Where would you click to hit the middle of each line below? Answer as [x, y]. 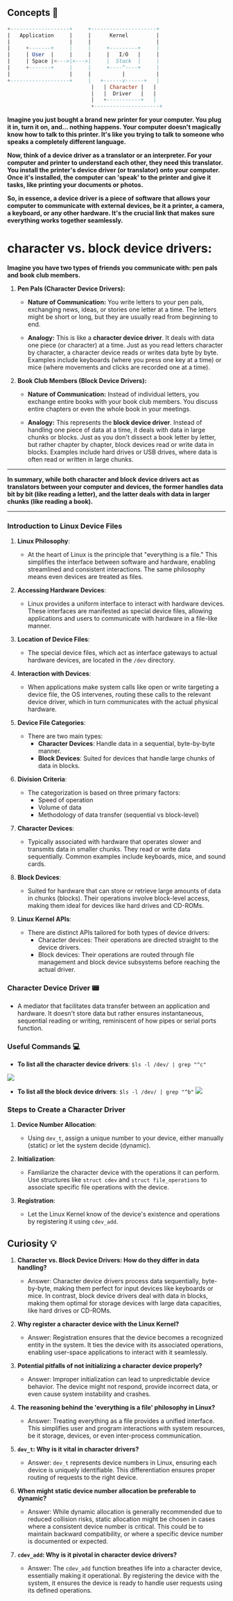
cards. [37, 864]
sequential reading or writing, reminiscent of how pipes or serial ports [117, 1021]
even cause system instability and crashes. [89, 1394]
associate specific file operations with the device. [98, 1187]
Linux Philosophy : [44, 541]
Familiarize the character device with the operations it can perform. [124, 1173]
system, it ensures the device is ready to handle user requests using [125, 1583]
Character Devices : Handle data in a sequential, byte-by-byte [126, 744]
